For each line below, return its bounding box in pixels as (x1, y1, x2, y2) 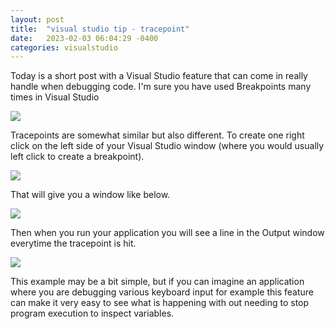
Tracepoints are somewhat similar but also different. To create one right (10, 129, 305, 141)
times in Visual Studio (10, 91, 100, 103)
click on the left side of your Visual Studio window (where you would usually (10, 140, 325, 152)
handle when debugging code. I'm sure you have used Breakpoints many (10, 81, 312, 93)
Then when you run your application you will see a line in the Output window (10, 227, 325, 239)
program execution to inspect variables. (10, 307, 175, 320)
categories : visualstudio (10, 42, 118, 53)
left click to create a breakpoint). (10, 151, 145, 163)
